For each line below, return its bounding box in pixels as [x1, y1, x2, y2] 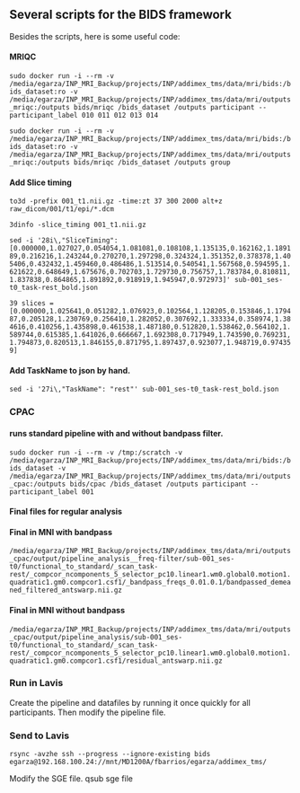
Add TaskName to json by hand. [9, 365, 131, 375]
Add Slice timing [9, 177, 72, 188]
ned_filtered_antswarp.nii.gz [9, 586, 123, 595]
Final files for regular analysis [9, 507, 123, 517]
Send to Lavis [9, 729, 70, 742]
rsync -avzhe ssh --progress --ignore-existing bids [9, 750, 211, 759]
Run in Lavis [9, 677, 64, 690]
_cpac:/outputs [9, 480, 66, 489]
